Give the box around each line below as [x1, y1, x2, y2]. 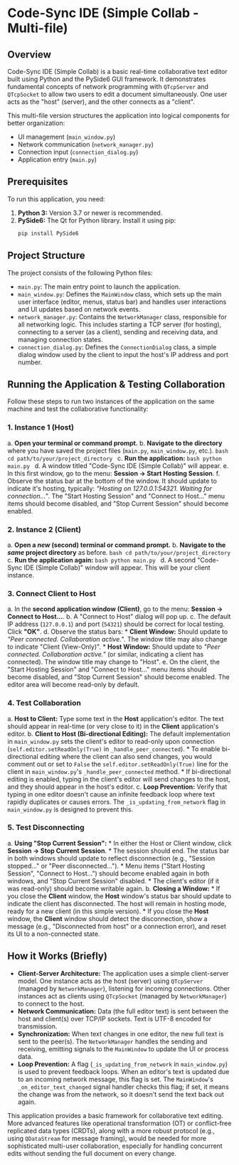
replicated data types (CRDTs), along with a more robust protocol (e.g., [7, 1126, 216, 1135]
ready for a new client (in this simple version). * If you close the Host [7, 907, 209, 915]
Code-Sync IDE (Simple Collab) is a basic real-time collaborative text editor [7, 68, 228, 75]
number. [17, 358, 43, 366]
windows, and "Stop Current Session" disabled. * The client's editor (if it [7, 876, 219, 885]
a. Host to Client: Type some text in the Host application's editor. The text [7, 714, 224, 723]
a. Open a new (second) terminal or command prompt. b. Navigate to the [7, 541, 226, 549]
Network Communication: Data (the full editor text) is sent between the [17, 1006, 229, 1015]
